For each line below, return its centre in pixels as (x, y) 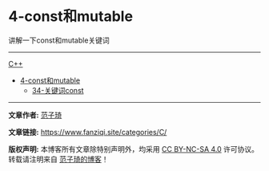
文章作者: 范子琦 (35, 115)
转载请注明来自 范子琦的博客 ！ (58, 159)
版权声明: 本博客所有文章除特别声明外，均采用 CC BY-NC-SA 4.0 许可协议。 (133, 149)
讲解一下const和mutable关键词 (59, 40)
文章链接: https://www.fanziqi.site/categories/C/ (88, 132)
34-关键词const (58, 90)
